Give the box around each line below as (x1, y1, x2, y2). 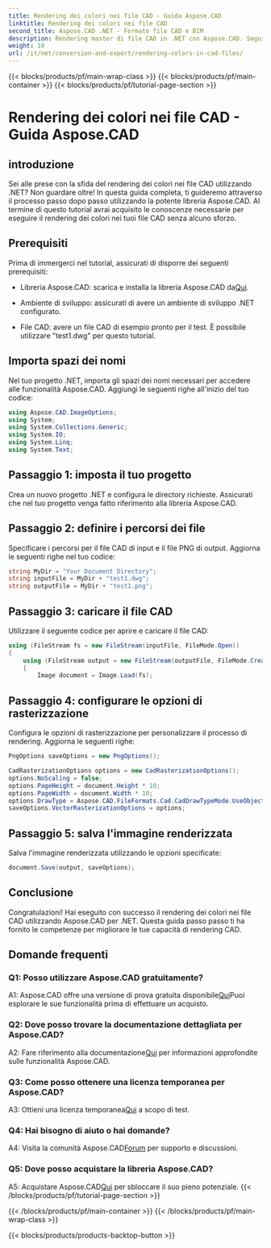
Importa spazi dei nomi (8, 354, 127, 368)
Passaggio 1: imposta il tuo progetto (8, 468, 192, 482)
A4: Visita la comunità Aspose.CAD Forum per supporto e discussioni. (8, 1143, 239, 1153)
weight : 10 (8, 42, 45, 50)
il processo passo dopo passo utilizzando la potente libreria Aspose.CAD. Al (8, 196, 261, 206)
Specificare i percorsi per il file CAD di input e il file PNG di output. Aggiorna (8, 542, 261, 553)
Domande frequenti (8, 948, 109, 961)
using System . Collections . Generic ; (8, 423, 128, 432)
